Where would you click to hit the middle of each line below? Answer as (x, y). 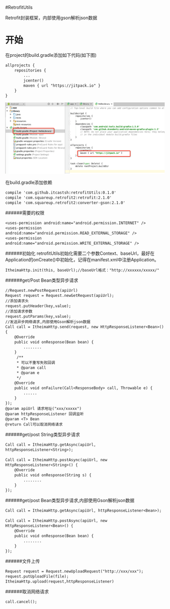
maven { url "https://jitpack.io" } (62, 86)
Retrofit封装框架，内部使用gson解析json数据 (51, 18)
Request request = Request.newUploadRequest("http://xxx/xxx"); (74, 572)
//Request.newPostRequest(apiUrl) (42, 291)
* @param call (31, 368)
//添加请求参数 (19, 312)
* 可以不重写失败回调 (36, 363)
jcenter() (34, 81)
